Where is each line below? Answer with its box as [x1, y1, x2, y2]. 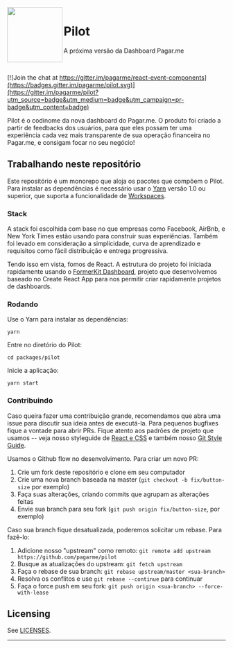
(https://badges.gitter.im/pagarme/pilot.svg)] [7, 80, 135, 89]
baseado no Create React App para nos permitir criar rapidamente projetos [7, 275, 221, 283]
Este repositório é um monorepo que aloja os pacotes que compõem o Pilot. [7, 177, 224, 185]
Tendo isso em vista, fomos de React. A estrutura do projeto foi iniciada [7, 260, 212, 269]
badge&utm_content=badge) [7, 103, 89, 111]
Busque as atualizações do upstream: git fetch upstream [17, 559, 182, 568]
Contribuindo [7, 396, 53, 405]
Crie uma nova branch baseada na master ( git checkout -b [17, 475, 188, 484]
